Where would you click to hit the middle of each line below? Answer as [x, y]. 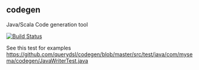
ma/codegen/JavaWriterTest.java [47, 60]
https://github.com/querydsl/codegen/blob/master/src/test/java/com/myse [99, 54]
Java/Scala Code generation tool [47, 24]
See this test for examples [39, 48]
